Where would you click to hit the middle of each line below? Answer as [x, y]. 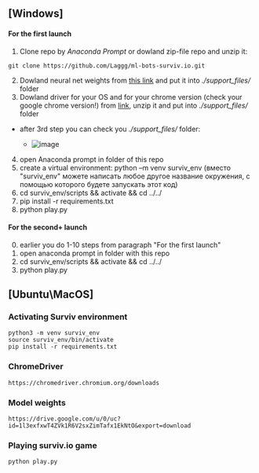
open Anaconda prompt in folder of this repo [91, 159]
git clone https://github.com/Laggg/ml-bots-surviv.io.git [107, 66]
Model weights [37, 402]
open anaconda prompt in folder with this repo [95, 253]
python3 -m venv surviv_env [54, 333]
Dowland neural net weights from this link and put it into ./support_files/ [135, 80]
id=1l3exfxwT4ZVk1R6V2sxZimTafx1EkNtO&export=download [100, 426]
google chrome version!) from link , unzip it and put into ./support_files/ [134, 105]
